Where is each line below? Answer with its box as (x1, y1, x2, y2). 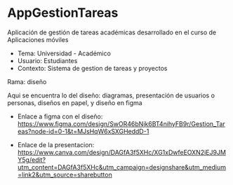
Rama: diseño (7, 77, 47, 85)
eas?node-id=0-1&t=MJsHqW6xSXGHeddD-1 (17, 127, 149, 135)
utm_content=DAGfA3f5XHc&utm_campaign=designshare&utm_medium (17, 163, 227, 171)
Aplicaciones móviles (7, 35, 69, 43)
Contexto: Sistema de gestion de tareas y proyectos (17, 64, 168, 72)
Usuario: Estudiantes (17, 56, 78, 64)
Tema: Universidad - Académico (17, 49, 111, 57)
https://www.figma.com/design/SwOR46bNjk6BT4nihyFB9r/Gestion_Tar (17, 119, 226, 128)
